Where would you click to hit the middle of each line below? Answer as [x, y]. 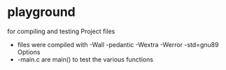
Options [29, 52]
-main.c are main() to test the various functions [85, 59]
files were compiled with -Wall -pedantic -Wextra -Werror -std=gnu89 [118, 44]
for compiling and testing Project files [61, 31]
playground [41, 12]
